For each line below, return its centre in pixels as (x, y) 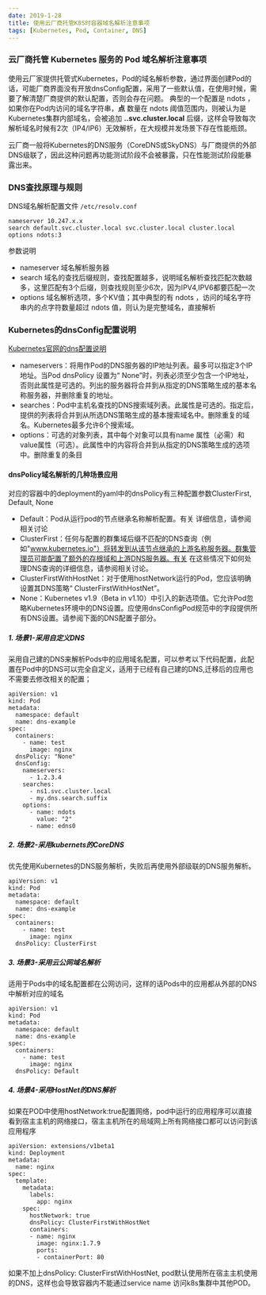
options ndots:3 (35, 235)
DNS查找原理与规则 (46, 187)
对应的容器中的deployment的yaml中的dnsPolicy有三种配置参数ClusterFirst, (130, 494)
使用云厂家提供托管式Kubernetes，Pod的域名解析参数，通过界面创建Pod (127, 78)
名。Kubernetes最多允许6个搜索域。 (79, 425)
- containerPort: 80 (70, 1258)
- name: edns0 (53, 827)
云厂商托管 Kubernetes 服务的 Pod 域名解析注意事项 (108, 60)
